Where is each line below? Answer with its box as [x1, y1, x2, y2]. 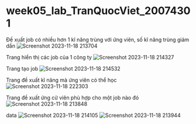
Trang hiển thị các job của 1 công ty [6, 53, 92, 61]
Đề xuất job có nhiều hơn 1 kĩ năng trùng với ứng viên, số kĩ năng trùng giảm [6, 36, 190, 43]
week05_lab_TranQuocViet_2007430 [6, 4, 191, 18]
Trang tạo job [6, 65, 39, 72]
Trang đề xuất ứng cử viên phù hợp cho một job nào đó [6, 94, 139, 101]
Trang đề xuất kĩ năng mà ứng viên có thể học [6, 76, 117, 83]
